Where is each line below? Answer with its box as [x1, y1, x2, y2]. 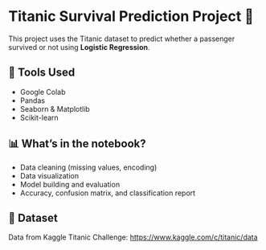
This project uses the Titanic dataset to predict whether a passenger [8, 34, 235, 43]
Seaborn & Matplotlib [19, 104, 90, 113]
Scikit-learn [19, 113, 59, 122]
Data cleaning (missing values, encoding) [19, 162, 158, 172]
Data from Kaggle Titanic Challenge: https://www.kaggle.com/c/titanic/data [8, 232, 259, 242]
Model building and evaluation [19, 179, 121, 189]
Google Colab [19, 87, 66, 96]
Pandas [19, 96, 46, 105]
